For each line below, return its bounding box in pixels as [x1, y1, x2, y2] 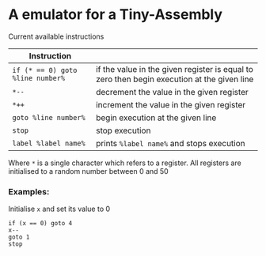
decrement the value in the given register [96, 86, 249, 97]
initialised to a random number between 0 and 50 [8, 166, 169, 175]
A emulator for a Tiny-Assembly [8, 6, 223, 24]
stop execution [96, 125, 151, 136]
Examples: [8, 186, 50, 197]
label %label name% [12, 138, 85, 148]
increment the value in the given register [96, 99, 246, 110]
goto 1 [8, 233, 30, 242]
